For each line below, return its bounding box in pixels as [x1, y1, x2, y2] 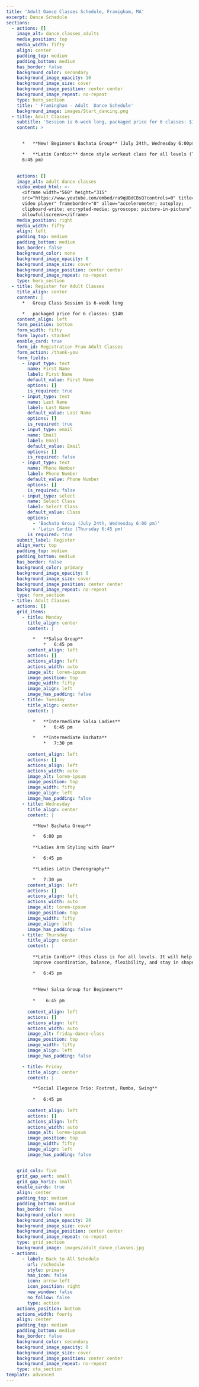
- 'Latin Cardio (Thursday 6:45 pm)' [32, 526, 126, 532]
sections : [6, 20, 31, 26]
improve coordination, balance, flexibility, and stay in [32, 959, 179, 965]
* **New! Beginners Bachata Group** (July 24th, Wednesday [21, 141, 176, 147]
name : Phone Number [27, 465, 76, 471]
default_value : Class [27, 509, 81, 515]
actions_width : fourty [17, 1311, 73, 1317]
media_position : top [17, 36, 68, 42]
